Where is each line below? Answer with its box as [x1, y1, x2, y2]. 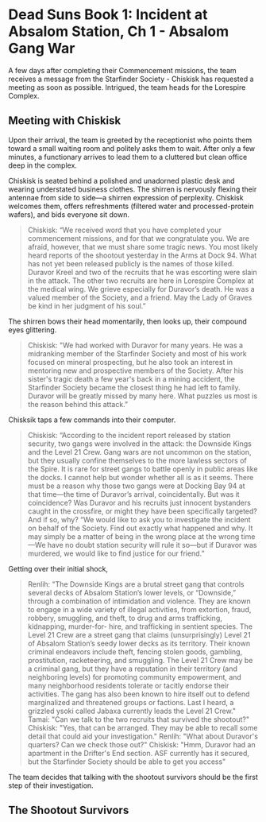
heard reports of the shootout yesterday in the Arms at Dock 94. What [27, 250, 257, 260]
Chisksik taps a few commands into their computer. [8, 415, 176, 425]
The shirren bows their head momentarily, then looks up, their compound [8, 316, 248, 326]
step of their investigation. [8, 781, 94, 790]
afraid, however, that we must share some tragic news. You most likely [27, 242, 259, 251]
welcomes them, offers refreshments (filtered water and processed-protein [8, 201, 254, 211]
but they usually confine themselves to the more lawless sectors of [27, 456, 248, 465]
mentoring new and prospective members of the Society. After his [27, 366, 244, 375]
